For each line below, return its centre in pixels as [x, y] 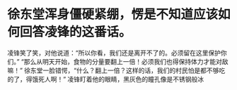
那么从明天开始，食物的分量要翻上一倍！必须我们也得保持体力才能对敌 [126, 61]
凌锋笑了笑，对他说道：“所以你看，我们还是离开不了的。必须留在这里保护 [114, 53]
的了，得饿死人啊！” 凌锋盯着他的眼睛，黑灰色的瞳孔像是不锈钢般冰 [106, 79]
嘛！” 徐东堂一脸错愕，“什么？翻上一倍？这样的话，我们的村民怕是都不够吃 [116, 70]
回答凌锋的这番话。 [76, 32]
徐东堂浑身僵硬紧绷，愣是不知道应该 [113, 14]
